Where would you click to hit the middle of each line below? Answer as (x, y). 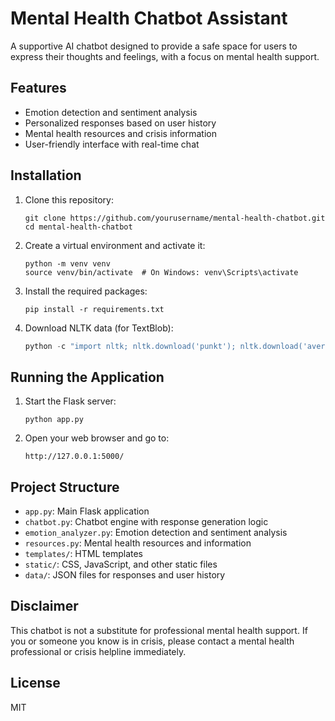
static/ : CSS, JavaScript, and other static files (121, 564)
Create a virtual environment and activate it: (115, 245)
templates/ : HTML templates (83, 554)
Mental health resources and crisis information (120, 133)
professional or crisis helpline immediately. (98, 651)
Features (38, 88)
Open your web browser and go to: (97, 438)
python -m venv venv (67, 263)
